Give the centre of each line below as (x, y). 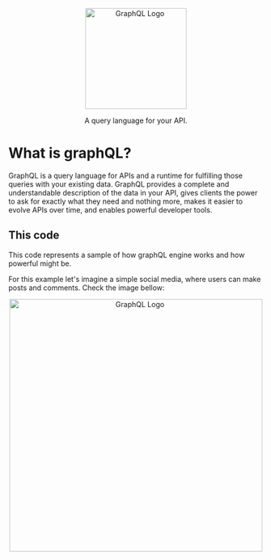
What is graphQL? (70, 153)
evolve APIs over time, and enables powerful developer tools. (110, 209)
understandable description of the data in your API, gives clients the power (133, 192)
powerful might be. (40, 263)
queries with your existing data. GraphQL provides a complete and (119, 184)
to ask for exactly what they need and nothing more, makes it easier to (126, 201)
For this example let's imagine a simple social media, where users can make (135, 279)
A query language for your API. (136, 120)
